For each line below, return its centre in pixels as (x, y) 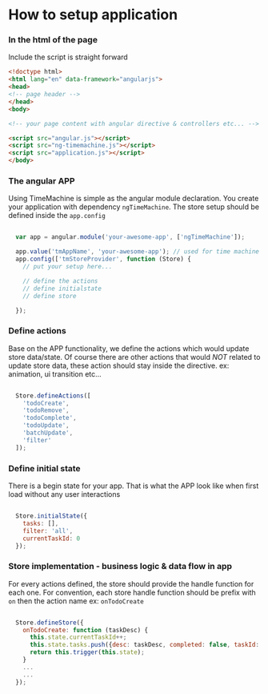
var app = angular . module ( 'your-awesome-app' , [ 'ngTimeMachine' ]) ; (130, 237)
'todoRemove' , (46, 410)
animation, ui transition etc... (55, 373)
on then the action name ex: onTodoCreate (76, 601)
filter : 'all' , (48, 531)
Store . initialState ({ (52, 516)
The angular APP (42, 181)
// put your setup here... (68, 267)
